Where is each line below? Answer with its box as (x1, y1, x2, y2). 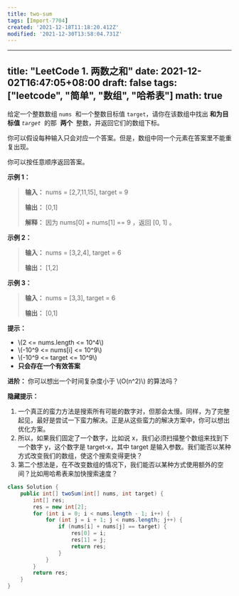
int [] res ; (33, 496, 65, 504)
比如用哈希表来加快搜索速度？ (30, 469, 118, 478)
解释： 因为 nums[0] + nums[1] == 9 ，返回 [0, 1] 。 (24, 218, 176, 227)
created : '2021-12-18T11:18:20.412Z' (7, 23, 119, 31)
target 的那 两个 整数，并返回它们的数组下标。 (21, 119, 164, 127)
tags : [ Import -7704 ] (7, 17, 69, 24)
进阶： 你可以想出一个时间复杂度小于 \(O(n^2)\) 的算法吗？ (7, 377, 179, 385)
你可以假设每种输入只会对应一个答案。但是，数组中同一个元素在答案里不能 (7, 134, 225, 142)
